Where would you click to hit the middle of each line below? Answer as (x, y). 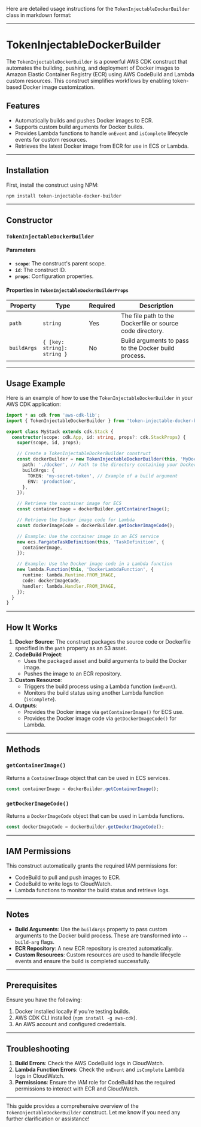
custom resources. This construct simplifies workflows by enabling (89, 80)
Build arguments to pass (155, 340)
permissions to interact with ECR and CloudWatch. (77, 1089)
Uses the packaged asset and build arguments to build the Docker (105, 661)
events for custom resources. (51, 139)
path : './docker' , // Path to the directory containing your (100, 465)
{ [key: (54, 342)
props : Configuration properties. (54, 276)
